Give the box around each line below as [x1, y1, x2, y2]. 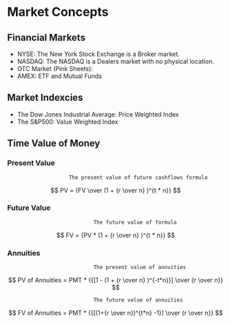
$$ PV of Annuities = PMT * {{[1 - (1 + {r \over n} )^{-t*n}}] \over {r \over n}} [8, 276, 224, 284]
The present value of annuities [93, 264, 187, 271]
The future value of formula [93, 219, 177, 226]
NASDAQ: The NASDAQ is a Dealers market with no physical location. [17, 57, 215, 66]
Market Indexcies [7, 92, 83, 104]
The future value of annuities [93, 297, 184, 304]
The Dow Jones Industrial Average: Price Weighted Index [17, 110, 179, 118]
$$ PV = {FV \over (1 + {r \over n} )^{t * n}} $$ [50, 186, 181, 194]
